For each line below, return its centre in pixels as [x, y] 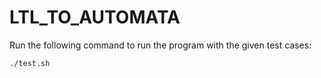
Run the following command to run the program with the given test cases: [160, 45]
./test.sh [30, 63]
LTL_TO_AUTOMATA [95, 17]
